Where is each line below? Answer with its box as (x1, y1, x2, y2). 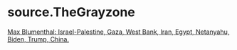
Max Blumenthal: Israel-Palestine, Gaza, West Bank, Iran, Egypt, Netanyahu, (7, 27, 230, 36)
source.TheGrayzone (7, 4, 135, 20)
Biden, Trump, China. (7, 35, 70, 43)
